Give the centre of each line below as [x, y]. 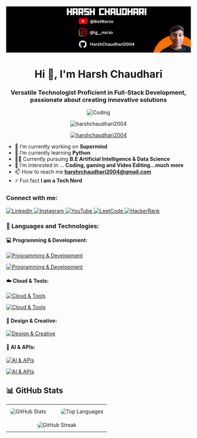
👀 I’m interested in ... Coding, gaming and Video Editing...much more [99, 165]
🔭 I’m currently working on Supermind [61, 146]
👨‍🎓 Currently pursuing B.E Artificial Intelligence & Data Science [92, 159]
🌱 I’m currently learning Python [52, 153]
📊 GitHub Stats [35, 390]
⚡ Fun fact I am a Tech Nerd [48, 181]
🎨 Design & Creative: [32, 320]
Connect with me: [32, 198]
